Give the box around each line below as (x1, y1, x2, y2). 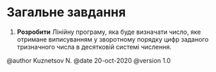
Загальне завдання (6, 4, 126, 20)
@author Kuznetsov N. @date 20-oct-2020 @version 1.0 (6, 56, 171, 64)
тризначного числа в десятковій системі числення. (16, 42, 172, 51)
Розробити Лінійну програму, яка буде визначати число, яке (16, 28, 201, 36)
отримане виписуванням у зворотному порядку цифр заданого (16, 35, 209, 43)
